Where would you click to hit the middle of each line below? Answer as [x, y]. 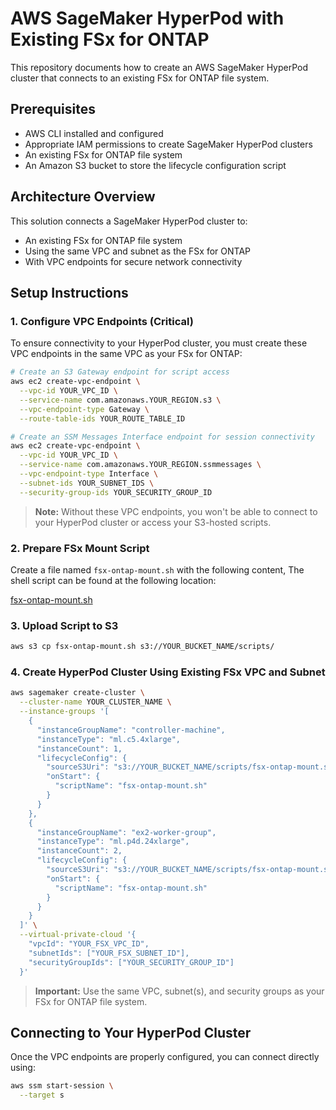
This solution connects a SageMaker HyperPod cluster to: [129, 221]
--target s [42, 1095]
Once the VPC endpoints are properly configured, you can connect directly [165, 1057]
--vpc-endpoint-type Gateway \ [84, 409]
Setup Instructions [69, 292]
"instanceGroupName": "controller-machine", [131, 730]
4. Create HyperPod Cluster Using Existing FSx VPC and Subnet [168, 672]
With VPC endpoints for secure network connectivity [133, 261]
